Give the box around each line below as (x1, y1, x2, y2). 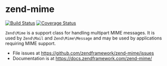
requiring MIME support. (5, 40, 56, 46)
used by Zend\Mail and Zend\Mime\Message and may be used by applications (5, 35, 162, 41)
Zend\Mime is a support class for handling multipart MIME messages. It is (5, 29, 155, 35)
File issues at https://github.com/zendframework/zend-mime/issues (12, 50, 154, 56)
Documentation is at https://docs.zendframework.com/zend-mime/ (12, 55, 152, 61)
